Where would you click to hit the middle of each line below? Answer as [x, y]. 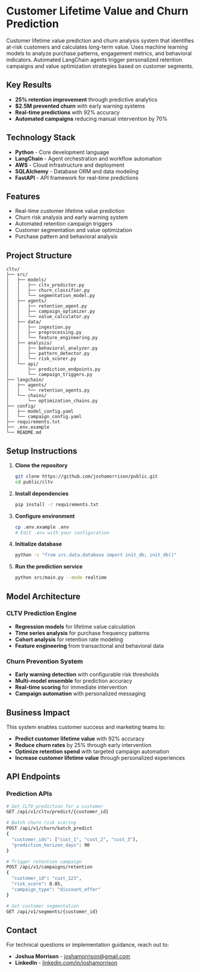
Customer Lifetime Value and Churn [98, 11]
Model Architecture [44, 596]
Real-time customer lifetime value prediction [70, 211]
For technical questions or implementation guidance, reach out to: [88, 945]
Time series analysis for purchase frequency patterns [82, 633]
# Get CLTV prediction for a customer [55, 806]
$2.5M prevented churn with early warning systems [80, 106]
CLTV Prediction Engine [41, 614]
